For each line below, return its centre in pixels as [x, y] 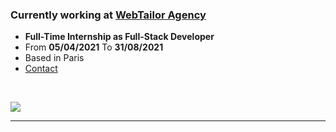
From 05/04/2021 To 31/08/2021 [94, 47]
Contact [41, 69]
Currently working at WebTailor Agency [108, 15]
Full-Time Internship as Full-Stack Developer [119, 37]
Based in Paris [54, 58]
